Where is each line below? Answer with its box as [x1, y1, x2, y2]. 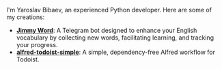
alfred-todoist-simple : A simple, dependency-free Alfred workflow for [16, 48, 216, 56]
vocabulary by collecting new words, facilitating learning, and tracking [16, 33, 214, 42]
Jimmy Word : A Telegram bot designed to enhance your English [16, 27, 197, 34]
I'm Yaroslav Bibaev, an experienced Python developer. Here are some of [6, 6, 212, 14]
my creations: [6, 13, 45, 21]
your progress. [16, 41, 58, 49]
